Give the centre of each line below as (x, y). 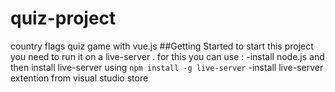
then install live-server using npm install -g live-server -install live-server (167, 67)
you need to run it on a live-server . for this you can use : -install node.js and (167, 56)
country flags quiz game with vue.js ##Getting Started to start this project (162, 46)
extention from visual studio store (79, 78)
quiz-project (63, 18)
